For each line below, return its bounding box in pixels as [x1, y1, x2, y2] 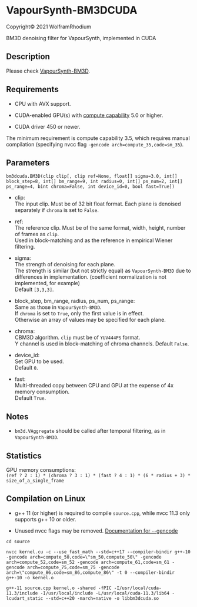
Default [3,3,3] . [14, 286, 54, 293]
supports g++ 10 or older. [14, 515, 76, 523]
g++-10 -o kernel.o [6, 575, 54, 580]
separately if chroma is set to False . [14, 207, 99, 214]
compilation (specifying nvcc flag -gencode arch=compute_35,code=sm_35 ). [6, 141, 184, 148]
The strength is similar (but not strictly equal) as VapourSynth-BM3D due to [14, 267, 191, 275]
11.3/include [6, 590, 38, 596]
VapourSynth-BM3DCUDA [6, 4, 138, 17]
